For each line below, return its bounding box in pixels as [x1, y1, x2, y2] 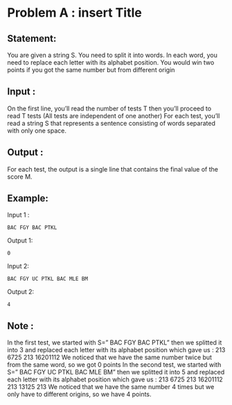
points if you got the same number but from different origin [7, 66, 175, 74]
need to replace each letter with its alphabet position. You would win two [7, 58, 215, 67]
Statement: [7, 33, 57, 44]
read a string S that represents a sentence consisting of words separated [7, 119, 216, 127]
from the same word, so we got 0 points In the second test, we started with [7, 361, 222, 369]
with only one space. [7, 126, 67, 135]
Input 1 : [7, 210, 30, 220]
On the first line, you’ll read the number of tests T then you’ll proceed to [7, 104, 212, 113]
